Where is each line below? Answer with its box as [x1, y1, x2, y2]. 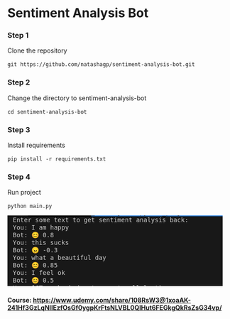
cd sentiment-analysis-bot [7, 108, 87, 115]
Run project [7, 188, 41, 197]
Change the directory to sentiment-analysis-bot [7, 94, 147, 102]
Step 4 [7, 172, 31, 182]
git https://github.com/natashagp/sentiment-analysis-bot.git [7, 61, 195, 68]
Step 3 [7, 124, 31, 134]
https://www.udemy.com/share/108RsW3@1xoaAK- [33, 296, 192, 304]
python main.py [7, 202, 53, 210]
